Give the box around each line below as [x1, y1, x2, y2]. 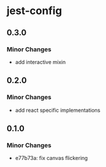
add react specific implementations [15, 106, 101, 113]
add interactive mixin [15, 58, 66, 65]
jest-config [6, 4, 62, 18]
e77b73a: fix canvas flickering [15, 155, 88, 162]
